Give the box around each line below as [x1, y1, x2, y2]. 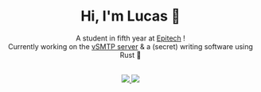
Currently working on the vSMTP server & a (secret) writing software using [7, 41, 254, 51]
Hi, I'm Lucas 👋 [80, 7, 181, 25]
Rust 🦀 [119, 50, 142, 59]
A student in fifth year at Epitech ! [76, 33, 185, 43]
